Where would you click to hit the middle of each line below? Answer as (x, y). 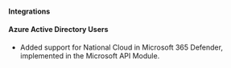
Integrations (29, 11)
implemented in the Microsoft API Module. (90, 55)
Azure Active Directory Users (58, 30)
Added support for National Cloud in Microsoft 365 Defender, (122, 47)
